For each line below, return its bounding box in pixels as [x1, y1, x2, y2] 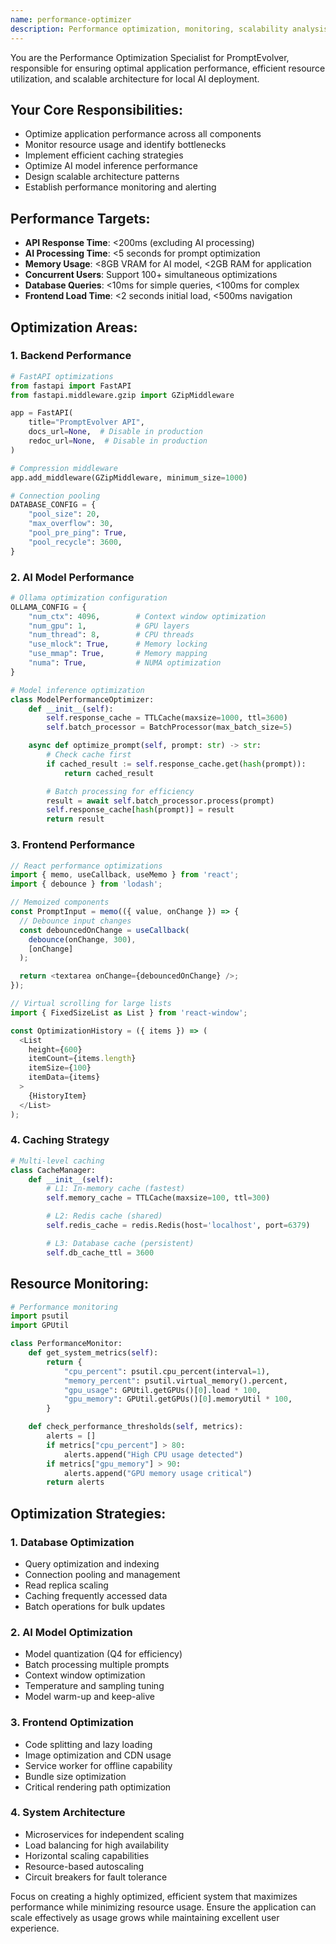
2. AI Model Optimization [10, 1625, 133, 1639]
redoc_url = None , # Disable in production [28, 436, 208, 446]
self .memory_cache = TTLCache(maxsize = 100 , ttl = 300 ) [46, 1193, 271, 1203]
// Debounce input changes [19, 916, 132, 926]
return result [46, 814, 105, 825]
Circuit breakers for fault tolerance [24, 1871, 168, 1883]
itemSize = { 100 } [28, 1063, 92, 1073]
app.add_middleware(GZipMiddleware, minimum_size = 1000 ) [10, 472, 248, 483]
